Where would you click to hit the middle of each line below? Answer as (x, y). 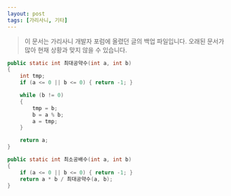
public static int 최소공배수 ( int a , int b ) (69, 160)
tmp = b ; (45, 108)
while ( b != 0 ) (42, 95)
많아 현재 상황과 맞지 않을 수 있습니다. (76, 50)
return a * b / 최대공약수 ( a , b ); (66, 179)
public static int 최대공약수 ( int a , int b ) (69, 63)
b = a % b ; (48, 115)
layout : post (26, 14)
